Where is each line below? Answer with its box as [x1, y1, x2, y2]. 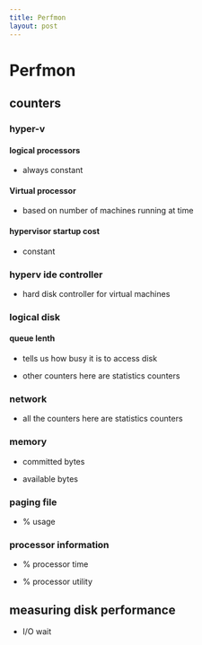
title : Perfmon [9, 13, 66, 22]
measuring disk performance [9, 602, 176, 617]
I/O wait [22, 626, 52, 637]
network [9, 392, 48, 405]
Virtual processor [9, 185, 76, 196]
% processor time [22, 559, 89, 570]
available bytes [22, 473, 79, 484]
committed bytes [22, 456, 85, 466]
